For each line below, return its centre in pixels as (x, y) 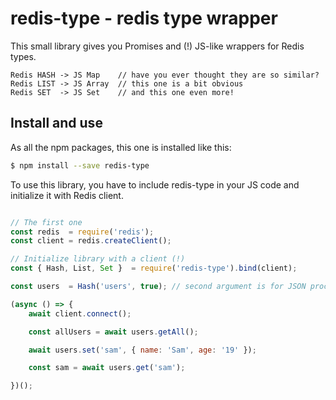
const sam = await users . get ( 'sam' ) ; (107, 368)
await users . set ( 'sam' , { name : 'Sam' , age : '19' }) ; (142, 350)
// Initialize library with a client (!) (98, 259)
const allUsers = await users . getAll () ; (113, 332)
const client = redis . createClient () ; (91, 241)
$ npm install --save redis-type (80, 165)
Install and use (56, 123)
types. (23, 56)
